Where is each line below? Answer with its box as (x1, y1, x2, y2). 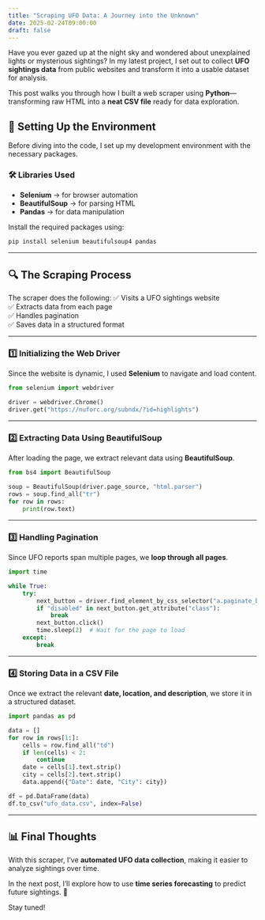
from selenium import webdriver (8, 384, 114, 392)
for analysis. (8, 73, 48, 83)
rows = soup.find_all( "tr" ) (8, 490, 101, 498)
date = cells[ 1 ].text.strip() (22, 763, 122, 771)
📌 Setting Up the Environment (8, 119, 156, 133)
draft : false (8, 26, 51, 34)
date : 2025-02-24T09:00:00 (8, 19, 97, 27)
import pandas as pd (8, 713, 77, 721)
